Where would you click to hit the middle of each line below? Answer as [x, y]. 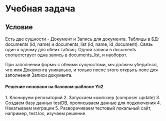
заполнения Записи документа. [39, 75]
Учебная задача [40, 9]
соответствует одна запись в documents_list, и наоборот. [66, 55]
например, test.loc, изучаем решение [45, 114]
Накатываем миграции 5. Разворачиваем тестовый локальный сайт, [78, 108]
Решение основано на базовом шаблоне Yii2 [54, 86]
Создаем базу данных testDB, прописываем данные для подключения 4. [83, 103]
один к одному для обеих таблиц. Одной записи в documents [71, 50]
